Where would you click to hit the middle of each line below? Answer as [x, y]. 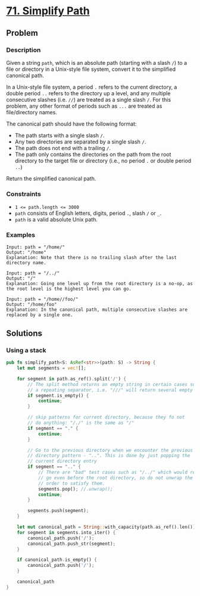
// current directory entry [62, 461]
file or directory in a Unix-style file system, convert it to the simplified [91, 69]
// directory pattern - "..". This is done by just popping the [109, 456]
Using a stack [26, 350]
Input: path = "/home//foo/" [42, 299]
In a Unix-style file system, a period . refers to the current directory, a [92, 87]
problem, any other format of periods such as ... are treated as [84, 106]
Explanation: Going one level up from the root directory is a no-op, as [100, 284]
